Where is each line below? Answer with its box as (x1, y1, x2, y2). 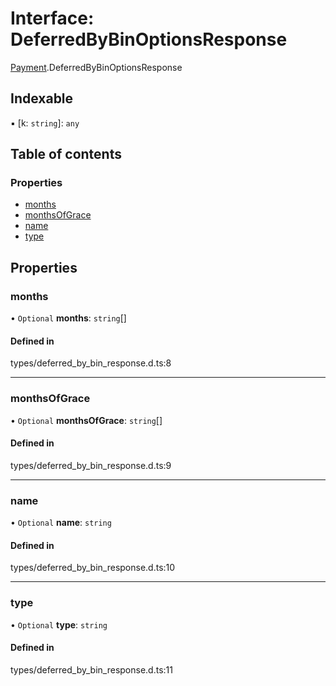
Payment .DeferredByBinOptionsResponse (10, 61, 183, 73)
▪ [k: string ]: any (10, 117, 80, 129)
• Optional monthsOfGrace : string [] (10, 414, 163, 426)
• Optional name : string (10, 517, 112, 529)
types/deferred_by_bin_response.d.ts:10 (10, 562, 176, 574)
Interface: (10, 7, 95, 30)
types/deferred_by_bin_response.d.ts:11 (10, 663, 173, 676)
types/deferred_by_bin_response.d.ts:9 (10, 459, 172, 471)
